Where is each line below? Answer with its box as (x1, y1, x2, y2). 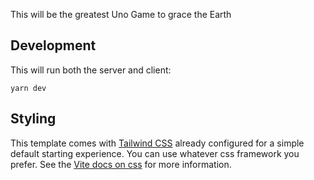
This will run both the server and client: (10, 64, 172, 76)
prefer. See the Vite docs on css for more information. (10, 158, 232, 170)
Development (10, 37, 97, 54)
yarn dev (10, 83, 47, 93)
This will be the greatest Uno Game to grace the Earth (10, 9, 232, 20)
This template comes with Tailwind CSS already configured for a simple (10, 137, 305, 149)
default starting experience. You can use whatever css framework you (10, 147, 300, 159)
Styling (10, 110, 57, 128)
